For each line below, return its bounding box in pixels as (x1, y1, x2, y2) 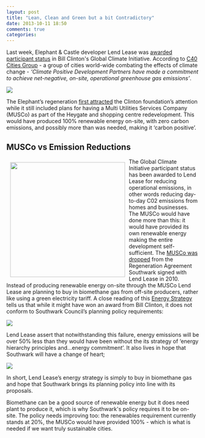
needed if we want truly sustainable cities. (6, 425, 113, 432)
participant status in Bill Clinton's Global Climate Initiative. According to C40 (6, 55, 198, 62)
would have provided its (129, 223, 189, 230)
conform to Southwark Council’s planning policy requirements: (6, 308, 164, 315)
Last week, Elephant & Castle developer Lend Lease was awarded (6, 48, 173, 56)
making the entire (129, 236, 173, 243)
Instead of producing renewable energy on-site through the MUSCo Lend (6, 281, 192, 289)
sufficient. (129, 249, 154, 256)
